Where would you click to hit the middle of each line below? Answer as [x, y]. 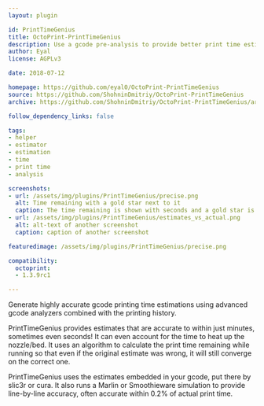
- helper [22, 138]
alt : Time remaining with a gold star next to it [98, 203]
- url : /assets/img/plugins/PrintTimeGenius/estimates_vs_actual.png [125, 218]
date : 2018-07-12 [37, 73]
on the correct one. [39, 362]
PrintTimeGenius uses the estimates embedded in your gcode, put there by [130, 377]
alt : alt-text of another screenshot [77, 225]
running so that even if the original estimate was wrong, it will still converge [130, 353]
